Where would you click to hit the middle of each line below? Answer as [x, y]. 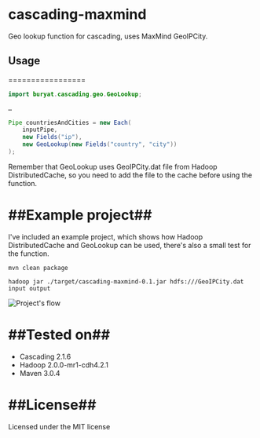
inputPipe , [40, 130]
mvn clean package [38, 268]
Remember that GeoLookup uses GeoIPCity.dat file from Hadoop [113, 166]
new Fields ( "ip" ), [52, 137]
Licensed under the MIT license [59, 426]
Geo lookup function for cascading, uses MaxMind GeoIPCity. [108, 36]
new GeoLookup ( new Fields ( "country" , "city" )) [100, 144]
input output [29, 288]
